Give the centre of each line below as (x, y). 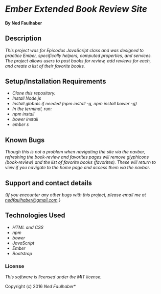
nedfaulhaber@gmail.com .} (33, 200)
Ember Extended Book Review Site (76, 9)
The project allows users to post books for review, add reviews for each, (78, 60)
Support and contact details (48, 183)
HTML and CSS (28, 227)
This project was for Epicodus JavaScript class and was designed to (74, 50)
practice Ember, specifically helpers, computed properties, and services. (79, 56)
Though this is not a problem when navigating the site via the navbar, (75, 152)
